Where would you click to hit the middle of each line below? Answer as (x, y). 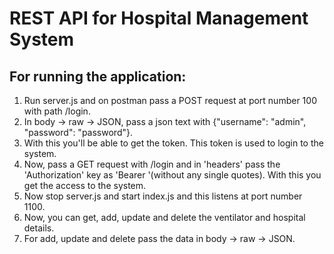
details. (39, 228)
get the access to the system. (85, 185)
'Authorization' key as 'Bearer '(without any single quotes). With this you (172, 175)
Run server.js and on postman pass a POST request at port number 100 (170, 100)
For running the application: (98, 76)
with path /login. (57, 111)
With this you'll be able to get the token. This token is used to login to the (173, 143)
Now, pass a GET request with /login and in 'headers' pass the (152, 164)
